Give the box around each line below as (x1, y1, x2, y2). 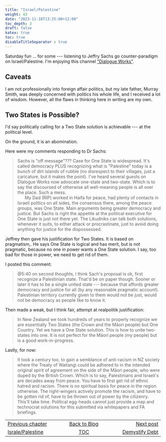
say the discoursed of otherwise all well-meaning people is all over (17, 184, 154, 190)
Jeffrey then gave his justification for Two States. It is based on (5, 236, 134, 242)
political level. (5, 129, 33, 135)
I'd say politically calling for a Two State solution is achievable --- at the (5, 124, 151, 130)
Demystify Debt (122, 429, 159, 436)
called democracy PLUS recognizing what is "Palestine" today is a (17, 163, 152, 169)
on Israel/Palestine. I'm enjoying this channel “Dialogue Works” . (5, 58, 134, 64)
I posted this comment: (5, 261, 52, 268)
